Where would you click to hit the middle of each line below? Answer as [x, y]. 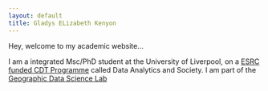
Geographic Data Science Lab [58, 78]
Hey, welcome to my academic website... [76, 45]
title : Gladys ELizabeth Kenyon [62, 23]
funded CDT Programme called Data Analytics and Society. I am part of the [132, 69]
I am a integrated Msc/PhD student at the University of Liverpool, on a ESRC [134, 61]
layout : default [35, 16]
